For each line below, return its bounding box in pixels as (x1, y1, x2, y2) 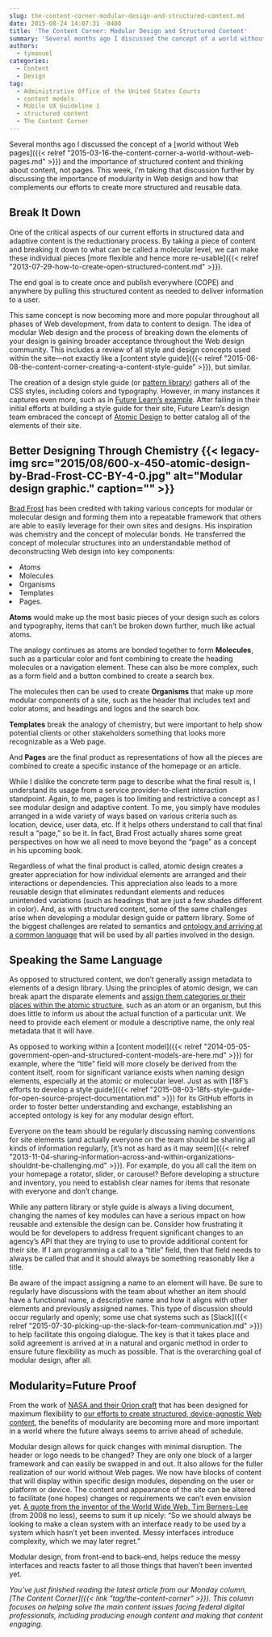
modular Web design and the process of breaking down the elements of (9, 327, 249, 337)
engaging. (9, 1619, 44, 1629)
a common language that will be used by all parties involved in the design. (9, 930, 255, 939)
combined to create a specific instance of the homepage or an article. (9, 761, 241, 770)
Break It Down (9, 206, 82, 219)
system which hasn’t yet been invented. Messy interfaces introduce (9, 1528, 234, 1537)
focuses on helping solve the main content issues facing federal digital (9, 1602, 245, 1612)
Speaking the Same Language (9, 952, 163, 967)
